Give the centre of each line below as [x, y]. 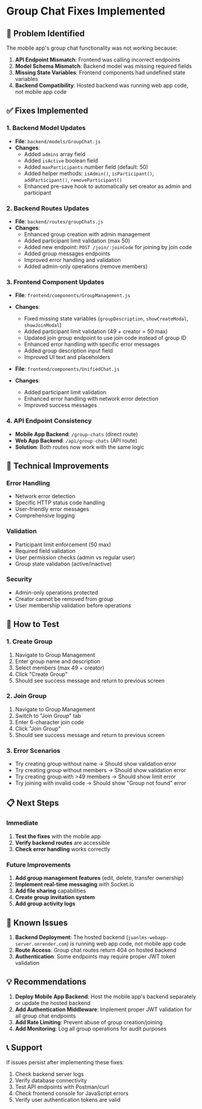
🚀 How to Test [33, 624]
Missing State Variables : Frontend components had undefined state [100, 73]
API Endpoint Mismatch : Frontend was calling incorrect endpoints [97, 60]
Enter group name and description [58, 661]
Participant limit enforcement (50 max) [63, 544]
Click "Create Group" [41, 674]
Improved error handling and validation [72, 260]
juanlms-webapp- [148, 938]
